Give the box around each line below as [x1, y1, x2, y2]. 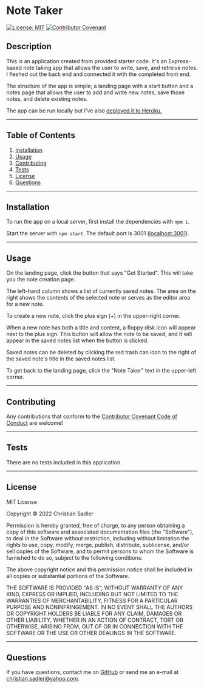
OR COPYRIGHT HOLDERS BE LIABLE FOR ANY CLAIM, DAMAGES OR [6, 610, 182, 617]
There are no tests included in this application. [6, 458, 123, 466]
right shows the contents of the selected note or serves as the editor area [6, 294, 191, 301]
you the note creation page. [6, 276, 76, 283]
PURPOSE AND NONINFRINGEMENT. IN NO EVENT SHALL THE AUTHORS [6, 603, 193, 611]
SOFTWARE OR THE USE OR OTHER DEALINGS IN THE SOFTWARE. [6, 629, 177, 636]
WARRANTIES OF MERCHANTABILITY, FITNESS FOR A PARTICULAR [6, 597, 178, 604]
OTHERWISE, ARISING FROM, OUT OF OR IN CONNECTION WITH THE [6, 622, 183, 630]
